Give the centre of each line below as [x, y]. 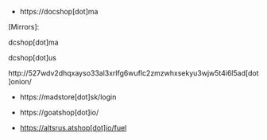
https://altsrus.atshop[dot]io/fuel [73, 128]
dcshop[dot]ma [33, 42]
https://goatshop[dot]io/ [59, 112]
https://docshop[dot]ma [59, 12]
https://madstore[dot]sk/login [68, 97]
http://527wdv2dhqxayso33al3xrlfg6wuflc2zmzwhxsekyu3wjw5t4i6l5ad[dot [133, 73]
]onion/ [20, 82]
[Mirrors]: [24, 27]
